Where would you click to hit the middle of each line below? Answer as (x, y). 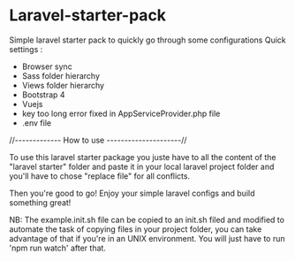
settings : (26, 49)
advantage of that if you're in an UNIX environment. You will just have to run (147, 238)
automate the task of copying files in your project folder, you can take (136, 229)
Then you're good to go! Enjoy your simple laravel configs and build (132, 193)
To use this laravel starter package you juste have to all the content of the (143, 157)
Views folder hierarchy (63, 85)
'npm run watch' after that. (57, 248)
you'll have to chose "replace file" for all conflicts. (100, 176)
